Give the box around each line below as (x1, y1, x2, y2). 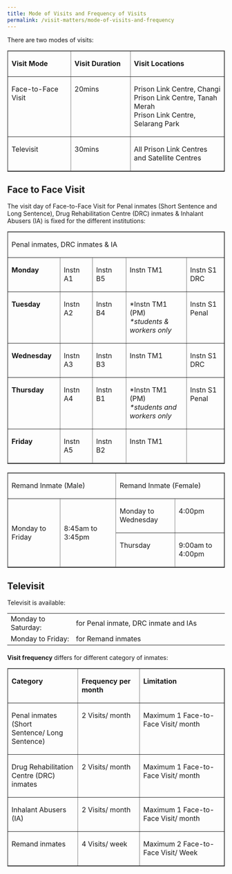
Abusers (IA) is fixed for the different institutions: (7, 217, 146, 225)
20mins (74, 84, 99, 93)
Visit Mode (11, 58, 48, 68)
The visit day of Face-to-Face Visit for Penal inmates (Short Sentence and (7, 202, 217, 211)
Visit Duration (74, 58, 121, 68)
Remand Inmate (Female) (119, 481, 202, 490)
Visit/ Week (161, 848, 198, 857)
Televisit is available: (7, 598, 66, 607)
